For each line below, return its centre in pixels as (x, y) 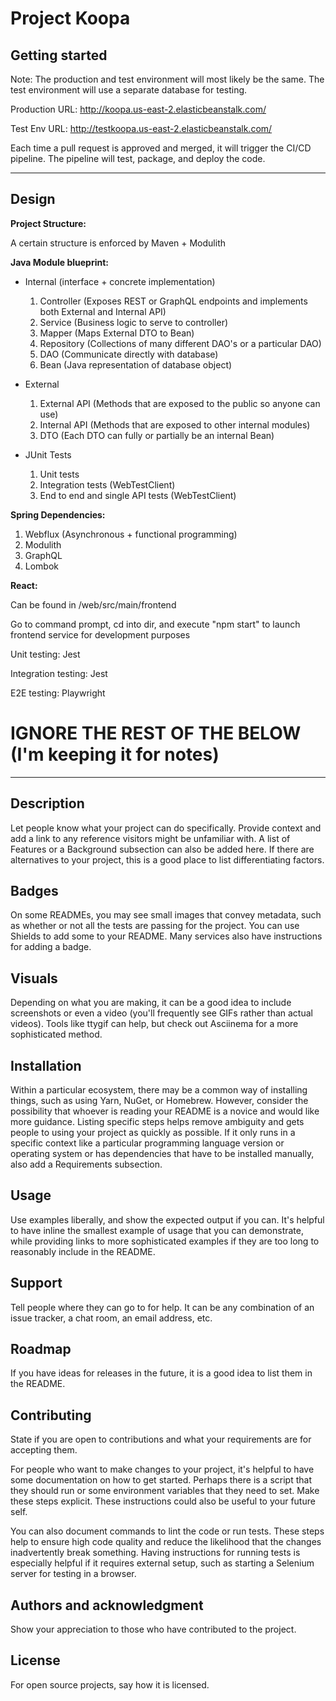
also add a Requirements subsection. (86, 1164)
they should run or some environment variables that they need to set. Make (165, 1491)
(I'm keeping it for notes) (115, 754)
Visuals (34, 978)
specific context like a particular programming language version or (147, 1143)
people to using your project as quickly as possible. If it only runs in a (153, 1132)
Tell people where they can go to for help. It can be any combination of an (162, 1307)
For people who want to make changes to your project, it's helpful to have (162, 1469)
